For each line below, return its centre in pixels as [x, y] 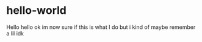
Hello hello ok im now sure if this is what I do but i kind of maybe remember [101, 27]
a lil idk [15, 33]
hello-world [37, 10]
